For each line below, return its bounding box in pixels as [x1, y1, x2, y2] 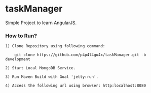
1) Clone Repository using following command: [5, 44, 105, 49]
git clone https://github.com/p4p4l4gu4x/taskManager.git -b [14, 52, 146, 58]
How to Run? [5, 32, 37, 39]
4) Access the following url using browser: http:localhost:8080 [5, 83, 146, 88]
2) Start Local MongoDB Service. [5, 66, 76, 71]
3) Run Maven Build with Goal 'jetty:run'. [5, 74, 99, 79]
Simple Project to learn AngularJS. [5, 20, 77, 26]
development [5, 57, 30, 62]
